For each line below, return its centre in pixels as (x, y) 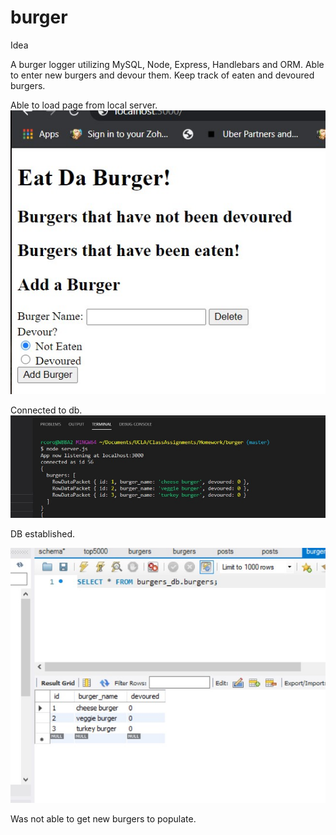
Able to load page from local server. (84, 105)
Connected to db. (46, 410)
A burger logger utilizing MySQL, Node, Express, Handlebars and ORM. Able (167, 64)
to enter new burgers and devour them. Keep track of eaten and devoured (162, 75)
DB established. (43, 534)
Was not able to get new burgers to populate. (103, 819)
